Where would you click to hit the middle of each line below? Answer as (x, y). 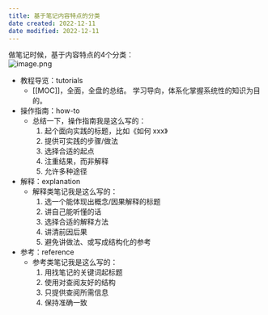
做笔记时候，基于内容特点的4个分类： (71, 55)
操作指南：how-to (50, 111)
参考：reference (47, 252)
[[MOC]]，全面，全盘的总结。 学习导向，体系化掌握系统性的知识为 (143, 90)
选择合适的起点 (69, 151)
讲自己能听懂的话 (73, 212)
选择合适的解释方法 (77, 222)
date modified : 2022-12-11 (54, 31)
